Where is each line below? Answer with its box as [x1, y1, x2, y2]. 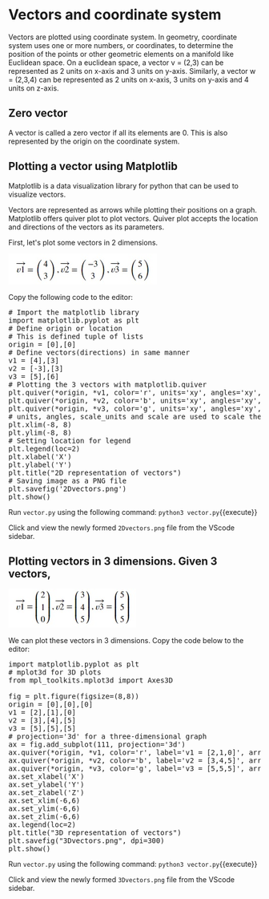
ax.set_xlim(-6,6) [8, 796, 81, 805]
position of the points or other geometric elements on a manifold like [8, 49, 235, 59]
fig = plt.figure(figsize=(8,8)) [8, 692, 140, 701]
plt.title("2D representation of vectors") [8, 468, 182, 477]
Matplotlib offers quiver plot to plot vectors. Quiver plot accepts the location [8, 213, 259, 223]
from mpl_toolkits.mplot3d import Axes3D [8, 676, 174, 685]
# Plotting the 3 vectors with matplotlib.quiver [8, 379, 207, 389]
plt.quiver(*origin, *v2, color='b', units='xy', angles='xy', [8, 395, 262, 405]
